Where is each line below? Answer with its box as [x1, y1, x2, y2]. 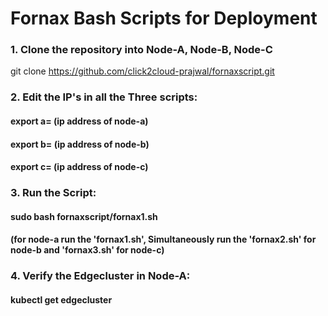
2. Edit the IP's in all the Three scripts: [10, 90, 198, 104]
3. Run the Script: [10, 186, 97, 200]
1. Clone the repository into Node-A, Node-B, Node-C [10, 43, 273, 57]
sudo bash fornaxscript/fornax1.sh [10, 210, 158, 222]
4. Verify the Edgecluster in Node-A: [10, 269, 191, 283]
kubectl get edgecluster [10, 293, 113, 306]
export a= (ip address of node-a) [10, 115, 149, 127]
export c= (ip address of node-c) [10, 161, 149, 173]
